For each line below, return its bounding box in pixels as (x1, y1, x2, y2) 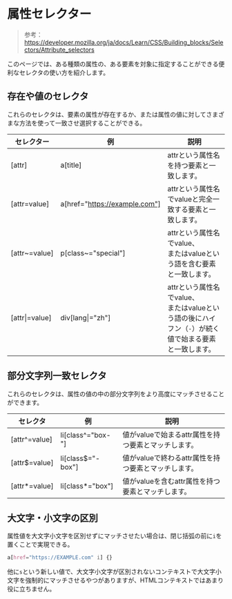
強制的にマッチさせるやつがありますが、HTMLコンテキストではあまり (25, 576, 224, 585)
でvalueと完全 (167, 194, 213, 204)
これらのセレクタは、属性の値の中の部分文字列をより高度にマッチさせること (7, 389, 225, 397)
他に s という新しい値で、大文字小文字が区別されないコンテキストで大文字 (7, 567, 216, 576)
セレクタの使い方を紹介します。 (19, 68, 110, 77)
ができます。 (7, 398, 43, 406)
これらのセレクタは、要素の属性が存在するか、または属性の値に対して (7, 110, 206, 118)
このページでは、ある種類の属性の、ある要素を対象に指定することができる (7, 59, 219, 68)
